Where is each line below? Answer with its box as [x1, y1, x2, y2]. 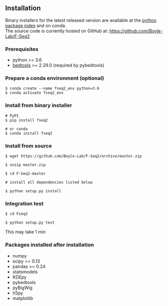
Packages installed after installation [5, 242, 94, 249]
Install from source [5, 142, 52, 149]
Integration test [5, 200, 43, 207]
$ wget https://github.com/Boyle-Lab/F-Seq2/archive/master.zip [5, 154, 142, 159]
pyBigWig [12, 285, 32, 291]
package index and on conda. [5, 22, 66, 28]
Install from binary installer [5, 102, 72, 109]
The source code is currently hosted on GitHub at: [5, 27, 108, 34]
